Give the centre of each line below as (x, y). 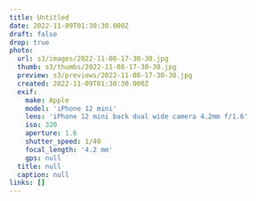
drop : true (29, 42)
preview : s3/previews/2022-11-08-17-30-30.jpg (105, 76)
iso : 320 (41, 125)
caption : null (43, 174)
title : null (40, 166)
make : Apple (47, 100)
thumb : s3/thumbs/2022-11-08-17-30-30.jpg (97, 68)
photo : (21, 51)
